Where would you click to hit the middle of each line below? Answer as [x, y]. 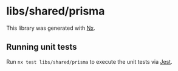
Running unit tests [42, 47]
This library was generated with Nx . [51, 28]
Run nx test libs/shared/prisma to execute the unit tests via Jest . [89, 61]
